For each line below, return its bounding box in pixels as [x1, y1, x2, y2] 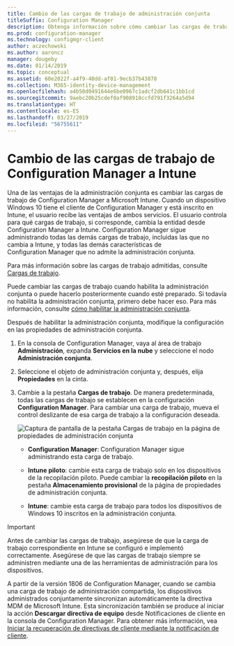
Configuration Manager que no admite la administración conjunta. [7, 248, 196, 256]
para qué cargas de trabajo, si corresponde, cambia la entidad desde [7, 218, 205, 227]
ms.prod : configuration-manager [7, 29, 101, 37]
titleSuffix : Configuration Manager [7, 17, 114, 24]
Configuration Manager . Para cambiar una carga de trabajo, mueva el [17, 403, 219, 412]
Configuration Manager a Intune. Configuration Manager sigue [7, 226, 187, 234]
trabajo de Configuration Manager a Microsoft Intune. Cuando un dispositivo [7, 196, 226, 205]
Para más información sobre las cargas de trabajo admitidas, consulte [7, 261, 208, 270]
